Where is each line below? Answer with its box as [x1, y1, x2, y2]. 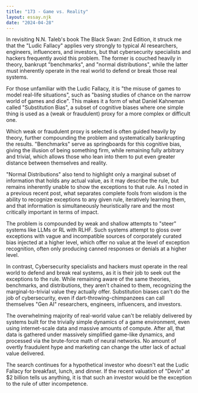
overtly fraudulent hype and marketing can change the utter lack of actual [6, 344, 186, 351]
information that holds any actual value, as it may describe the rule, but [6, 177, 179, 184]
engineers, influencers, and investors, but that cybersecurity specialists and [6, 49, 191, 56]
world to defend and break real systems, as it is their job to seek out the [6, 269, 181, 276]
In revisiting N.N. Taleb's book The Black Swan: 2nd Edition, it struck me [6, 36, 182, 43]
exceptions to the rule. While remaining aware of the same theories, [6, 276, 171, 283]
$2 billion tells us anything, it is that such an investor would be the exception [6, 374, 192, 381]
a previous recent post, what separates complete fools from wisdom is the [6, 190, 187, 197]
